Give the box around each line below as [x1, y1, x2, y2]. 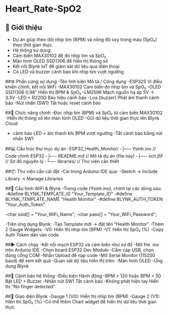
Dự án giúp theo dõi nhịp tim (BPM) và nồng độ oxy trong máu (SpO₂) [12, 36, 157, 42]
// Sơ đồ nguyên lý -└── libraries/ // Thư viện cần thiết [5, 159, 119, 164]
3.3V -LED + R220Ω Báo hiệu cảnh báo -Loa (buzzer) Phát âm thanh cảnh [5, 94, 159, 100]
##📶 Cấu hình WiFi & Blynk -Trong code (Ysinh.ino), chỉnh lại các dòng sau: [5, 185, 162, 191]
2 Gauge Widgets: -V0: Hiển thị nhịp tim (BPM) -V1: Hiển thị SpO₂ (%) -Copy [5, 227, 164, 232]
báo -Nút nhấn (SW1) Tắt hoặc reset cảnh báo [5, 100, 101, 106]
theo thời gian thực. [12, 42, 54, 48]
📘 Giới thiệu [5, 23, 42, 32]
